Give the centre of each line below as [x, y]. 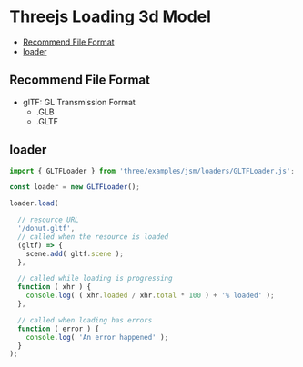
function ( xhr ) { [55, 287]
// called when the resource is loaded [93, 237]
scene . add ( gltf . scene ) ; [75, 253]
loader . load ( [34, 203]
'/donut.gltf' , [46, 229]
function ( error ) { [59, 329]
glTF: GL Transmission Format [79, 102]
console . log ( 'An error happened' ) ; [97, 337]
